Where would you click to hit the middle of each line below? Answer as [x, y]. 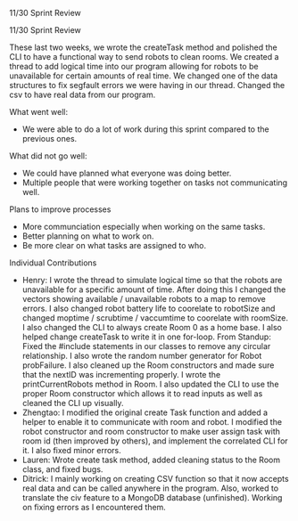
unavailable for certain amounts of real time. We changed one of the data [144, 76]
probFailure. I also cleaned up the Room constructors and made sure [148, 365]
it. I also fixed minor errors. [72, 450]
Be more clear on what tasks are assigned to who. [114, 245]
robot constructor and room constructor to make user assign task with [151, 431]
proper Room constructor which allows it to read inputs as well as [142, 394]
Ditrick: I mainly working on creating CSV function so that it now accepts [155, 479]
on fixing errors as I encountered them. [94, 507]
